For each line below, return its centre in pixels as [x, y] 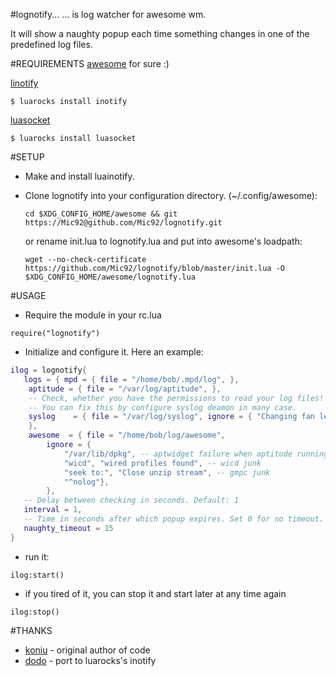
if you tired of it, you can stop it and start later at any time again [155, 593]
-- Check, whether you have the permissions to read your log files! [176, 398]
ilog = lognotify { [48, 370]
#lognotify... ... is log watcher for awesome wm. [108, 14]
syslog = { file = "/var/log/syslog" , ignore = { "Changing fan [172, 417]
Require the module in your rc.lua [93, 315]
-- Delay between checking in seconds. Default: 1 [131, 500]
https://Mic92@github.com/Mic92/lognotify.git [123, 223]
